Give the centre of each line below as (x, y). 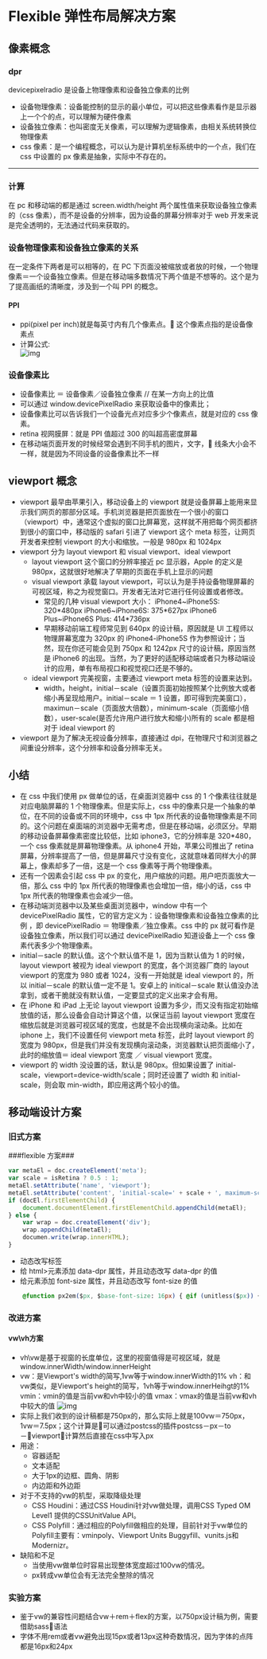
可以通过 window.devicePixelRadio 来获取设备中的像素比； (116, 404)
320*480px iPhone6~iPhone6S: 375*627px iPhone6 (130, 610)
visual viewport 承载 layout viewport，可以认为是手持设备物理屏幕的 (143, 581)
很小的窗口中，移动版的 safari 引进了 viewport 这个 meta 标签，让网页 (141, 531)
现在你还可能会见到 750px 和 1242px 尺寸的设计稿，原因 (150, 648)
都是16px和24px (46, 1646)
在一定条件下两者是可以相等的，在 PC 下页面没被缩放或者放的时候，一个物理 (133, 267)
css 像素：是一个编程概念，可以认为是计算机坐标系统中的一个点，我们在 (138, 146)
